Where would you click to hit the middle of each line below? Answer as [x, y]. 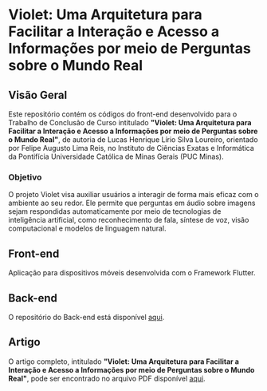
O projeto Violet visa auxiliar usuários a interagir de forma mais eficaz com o [133, 195]
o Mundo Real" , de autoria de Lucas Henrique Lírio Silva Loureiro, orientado [133, 140]
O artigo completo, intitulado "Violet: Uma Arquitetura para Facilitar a [124, 361]
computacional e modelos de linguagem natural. [87, 228]
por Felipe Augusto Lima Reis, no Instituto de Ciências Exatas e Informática [132, 148]
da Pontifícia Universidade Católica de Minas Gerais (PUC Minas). [116, 156]
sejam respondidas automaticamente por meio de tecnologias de [115, 211]
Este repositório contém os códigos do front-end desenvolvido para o [123, 114]
